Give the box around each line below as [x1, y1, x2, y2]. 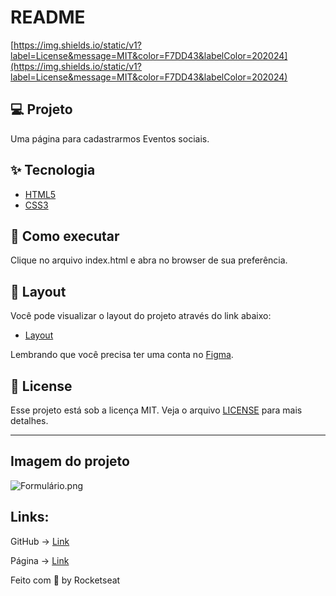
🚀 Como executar [10, 227, 120, 245]
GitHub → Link [10, 535, 70, 547]
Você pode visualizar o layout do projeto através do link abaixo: [10, 310, 272, 322]
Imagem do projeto [10, 453, 130, 470]
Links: [10, 509, 50, 526]
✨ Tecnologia [10, 162, 96, 179]
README [10, 6, 86, 29]
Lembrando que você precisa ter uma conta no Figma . [10, 349, 234, 361]
